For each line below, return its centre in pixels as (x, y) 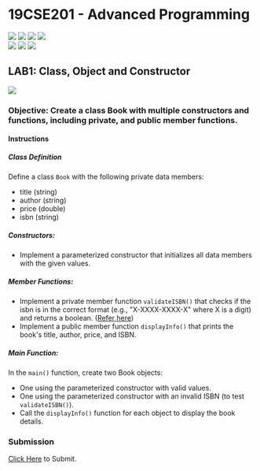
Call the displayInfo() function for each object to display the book (127, 413)
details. (31, 421)
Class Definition (35, 157)
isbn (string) (39, 217)
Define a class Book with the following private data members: (106, 177)
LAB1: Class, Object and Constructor (99, 71)
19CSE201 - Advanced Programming (129, 15)
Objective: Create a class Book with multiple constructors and (129, 110)
